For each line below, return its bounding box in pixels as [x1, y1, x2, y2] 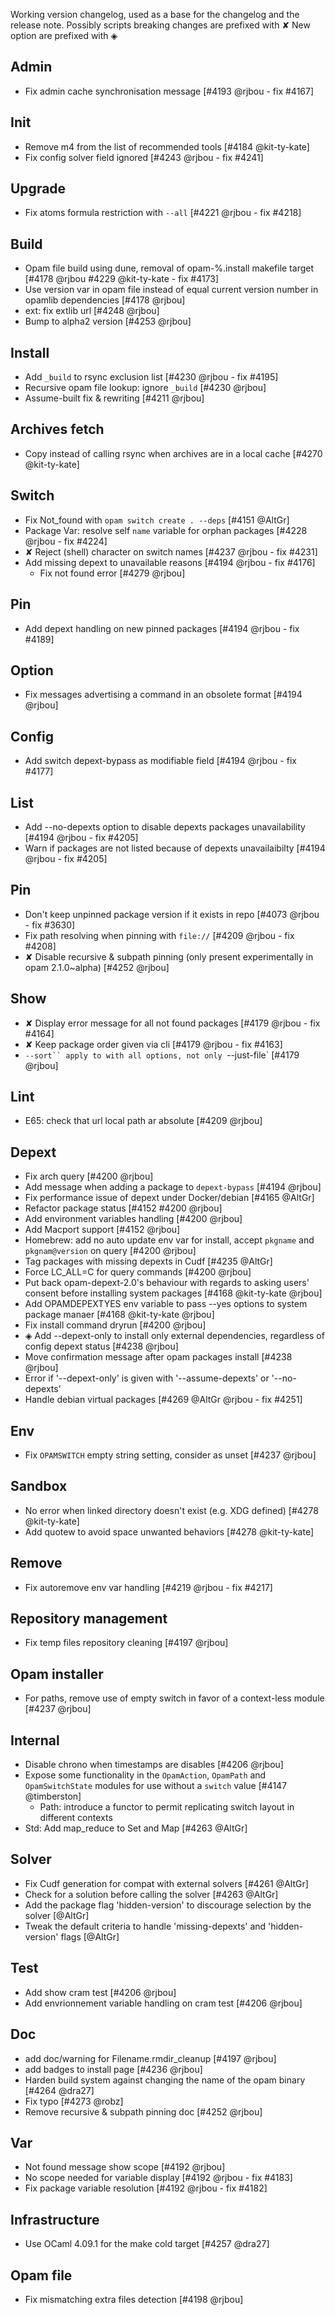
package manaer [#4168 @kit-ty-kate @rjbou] [24, 1309, 215, 1321]
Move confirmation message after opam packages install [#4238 [24, 1351, 293, 1363]
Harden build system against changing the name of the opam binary [24, 2074, 306, 2086]
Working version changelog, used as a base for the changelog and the [10, 9, 300, 20]
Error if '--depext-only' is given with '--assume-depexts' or [24, 1372, 270, 1384]
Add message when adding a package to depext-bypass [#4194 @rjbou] [24, 1181, 322, 1193]
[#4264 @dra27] [24, 2084, 95, 2096]
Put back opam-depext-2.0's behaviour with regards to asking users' [24, 1277, 310, 1289]
